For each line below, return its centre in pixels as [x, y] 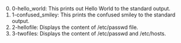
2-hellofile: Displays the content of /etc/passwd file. [75, 27]
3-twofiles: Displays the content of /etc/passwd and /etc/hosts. [89, 34]
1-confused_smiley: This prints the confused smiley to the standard [93, 15]
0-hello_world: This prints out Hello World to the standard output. [91, 9]
